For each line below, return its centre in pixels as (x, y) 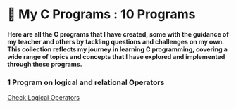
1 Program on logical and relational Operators (86, 82)
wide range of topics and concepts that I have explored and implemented (116, 56)
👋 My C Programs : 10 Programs (101, 14)
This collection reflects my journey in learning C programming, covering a (117, 49)
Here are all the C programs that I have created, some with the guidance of (118, 34)
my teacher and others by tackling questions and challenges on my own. (116, 41)
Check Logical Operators (43, 98)
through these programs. (45, 64)
